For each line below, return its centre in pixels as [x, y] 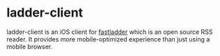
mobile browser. [30, 46]
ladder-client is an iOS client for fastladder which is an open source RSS [110, 32]
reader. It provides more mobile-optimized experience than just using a [108, 39]
